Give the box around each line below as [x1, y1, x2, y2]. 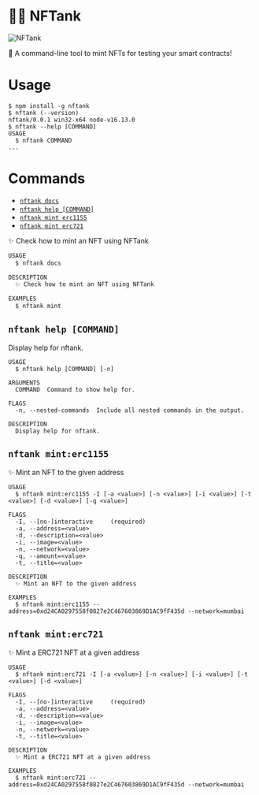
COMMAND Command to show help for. [15, 385, 135, 393]
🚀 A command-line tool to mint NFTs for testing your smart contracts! [8, 48, 232, 58]
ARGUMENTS [8, 378, 41, 387]
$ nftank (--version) [8, 109, 80, 117]
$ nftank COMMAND [15, 136, 72, 144]
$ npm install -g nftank [8, 102, 90, 110]
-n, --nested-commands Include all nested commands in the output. [15, 406, 245, 414]
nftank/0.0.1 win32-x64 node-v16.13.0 [8, 116, 135, 124]
